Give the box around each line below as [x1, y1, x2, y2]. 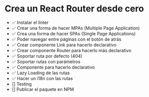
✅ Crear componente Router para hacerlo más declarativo [11, 47, 132, 53]
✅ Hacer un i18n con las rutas [11, 75, 73, 81]
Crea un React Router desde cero [4, 3, 144, 14]
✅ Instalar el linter [11, 19, 49, 25]
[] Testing [11, 81, 32, 87]
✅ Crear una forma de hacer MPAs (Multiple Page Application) [11, 25, 140, 31]
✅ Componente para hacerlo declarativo [11, 64, 95, 70]
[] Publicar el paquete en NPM [11, 86, 74, 92]
